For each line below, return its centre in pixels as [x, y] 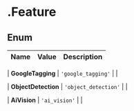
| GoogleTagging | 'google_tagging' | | [63, 73]
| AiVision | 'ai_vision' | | [45, 100]
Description [83, 57]
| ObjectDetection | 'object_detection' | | [67, 87]
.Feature [32, 12]
